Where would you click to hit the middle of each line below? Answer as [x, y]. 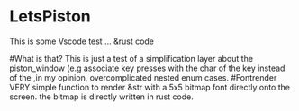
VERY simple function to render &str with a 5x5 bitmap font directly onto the [150, 87]
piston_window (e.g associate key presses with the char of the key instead [147, 68]
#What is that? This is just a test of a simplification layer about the [131, 58]
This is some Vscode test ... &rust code [82, 41]
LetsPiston [50, 17]
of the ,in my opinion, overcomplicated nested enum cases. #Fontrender [143, 77]
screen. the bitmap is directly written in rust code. [101, 97]
